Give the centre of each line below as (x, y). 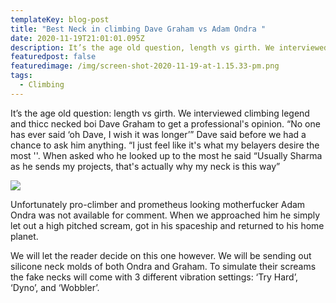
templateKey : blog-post (60, 19)
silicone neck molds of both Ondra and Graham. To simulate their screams (163, 266)
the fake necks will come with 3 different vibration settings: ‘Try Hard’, (154, 277)
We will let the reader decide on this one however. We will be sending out (161, 255)
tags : (21, 76)
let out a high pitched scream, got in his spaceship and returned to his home (167, 225)
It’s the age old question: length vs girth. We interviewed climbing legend (160, 113)
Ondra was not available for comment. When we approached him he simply (165, 215)
